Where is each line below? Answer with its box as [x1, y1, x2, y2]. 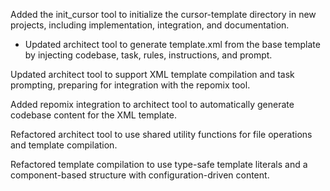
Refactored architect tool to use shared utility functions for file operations [10, 129, 313, 140]
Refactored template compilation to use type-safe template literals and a [10, 159, 308, 170]
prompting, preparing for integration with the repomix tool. [10, 79, 251, 91]
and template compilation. [10, 139, 118, 151]
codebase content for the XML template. [10, 109, 177, 121]
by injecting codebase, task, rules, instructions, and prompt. [24, 49, 273, 61]
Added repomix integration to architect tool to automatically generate [10, 99, 295, 110]
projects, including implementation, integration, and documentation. [10, 19, 290, 31]
